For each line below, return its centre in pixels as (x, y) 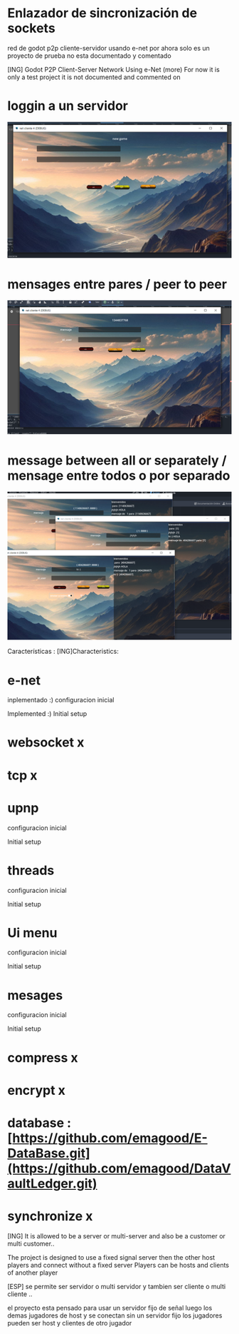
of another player (33, 1273)
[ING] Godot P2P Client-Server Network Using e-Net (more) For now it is (114, 69)
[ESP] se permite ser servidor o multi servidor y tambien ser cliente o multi (117, 1286)
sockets (31, 28)
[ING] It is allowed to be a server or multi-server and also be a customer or (117, 1236)
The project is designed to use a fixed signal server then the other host (111, 1257)
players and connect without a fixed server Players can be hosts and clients (118, 1265)
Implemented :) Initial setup (47, 714)
